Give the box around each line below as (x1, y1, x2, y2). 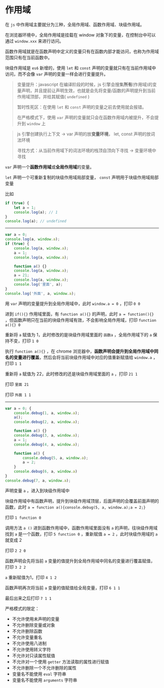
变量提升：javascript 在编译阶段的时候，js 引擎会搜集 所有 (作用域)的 (17, 81, 153, 87)
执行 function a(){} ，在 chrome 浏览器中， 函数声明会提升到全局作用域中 (5, 348, 155, 354)
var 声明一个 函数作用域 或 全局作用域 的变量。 (5, 164, 94, 170)
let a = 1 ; (14, 205, 36, 210)
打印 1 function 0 (5, 514, 41, 520)
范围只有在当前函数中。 (5, 54, 52, 60)
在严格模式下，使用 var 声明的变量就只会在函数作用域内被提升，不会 (17, 114, 155, 120)
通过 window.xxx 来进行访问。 (5, 38, 64, 44)
